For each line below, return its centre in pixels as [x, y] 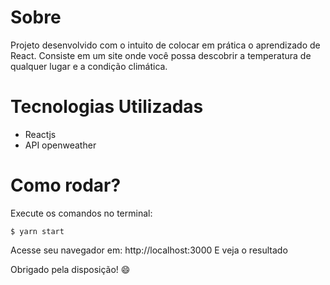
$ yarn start [37, 231]
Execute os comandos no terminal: [81, 213]
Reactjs [40, 134]
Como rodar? [66, 185]
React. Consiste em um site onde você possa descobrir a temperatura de [161, 55]
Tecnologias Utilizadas [107, 107]
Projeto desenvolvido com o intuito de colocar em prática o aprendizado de [165, 45]
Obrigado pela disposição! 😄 [70, 269]
